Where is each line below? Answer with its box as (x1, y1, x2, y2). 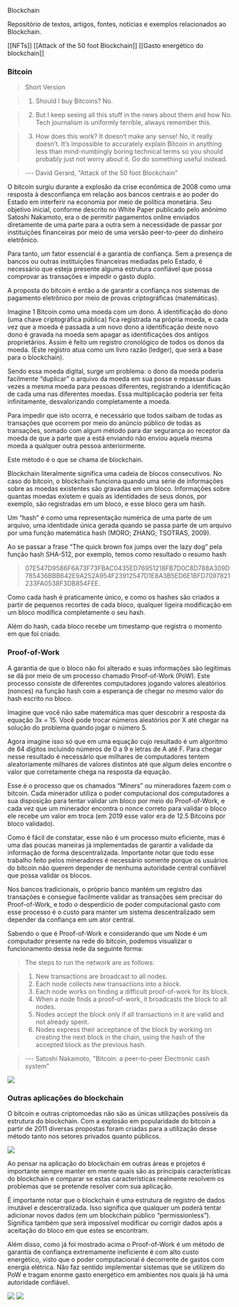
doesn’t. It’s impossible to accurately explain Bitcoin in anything (35, 139, 223, 149)
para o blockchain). (7, 353, 64, 362)
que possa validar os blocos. (7, 871, 92, 880)
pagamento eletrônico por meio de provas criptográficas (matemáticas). (7, 294, 220, 302)
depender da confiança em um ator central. (7, 915, 136, 924)
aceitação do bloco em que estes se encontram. (7, 1226, 150, 1235)
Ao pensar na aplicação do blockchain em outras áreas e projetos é (7, 1159, 205, 1168)
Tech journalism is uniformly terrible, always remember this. (35, 118, 212, 127)
